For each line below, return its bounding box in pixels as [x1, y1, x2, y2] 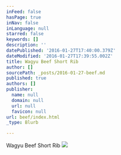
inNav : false [6, 20, 39, 26]
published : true [6, 75, 46, 81]
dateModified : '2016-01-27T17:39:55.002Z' [6, 53, 113, 59]
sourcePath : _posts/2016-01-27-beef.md [6, 70, 106, 76]
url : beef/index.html [6, 114, 60, 120]
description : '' [6, 42, 46, 48]
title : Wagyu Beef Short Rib [6, 58, 79, 64]
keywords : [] [6, 36, 39, 42]
